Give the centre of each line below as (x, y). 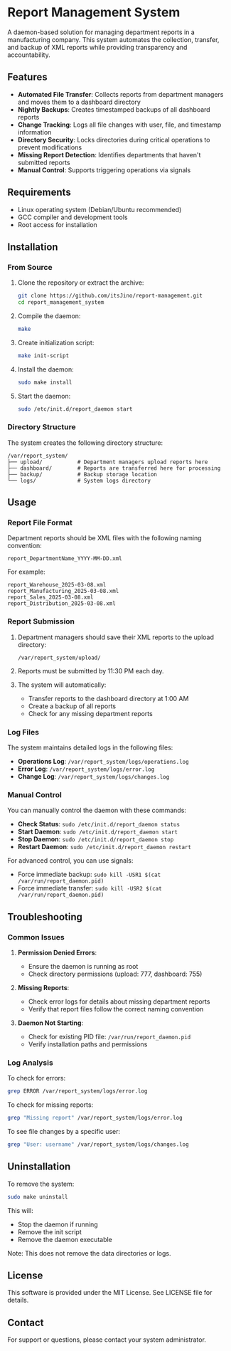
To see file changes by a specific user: (64, 1132)
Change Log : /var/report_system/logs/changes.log (93, 777)
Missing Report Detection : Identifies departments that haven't (109, 154)
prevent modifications (50, 147)
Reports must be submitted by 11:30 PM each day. (91, 671)
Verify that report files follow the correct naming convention (116, 1009)
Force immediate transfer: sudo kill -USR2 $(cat (90, 888)
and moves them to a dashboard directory (79, 102)
